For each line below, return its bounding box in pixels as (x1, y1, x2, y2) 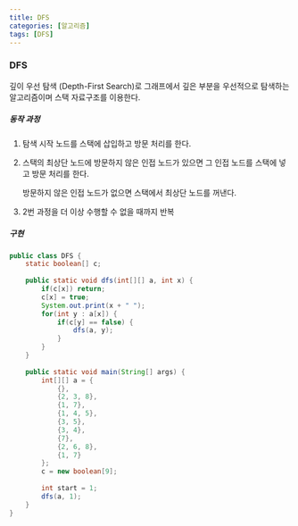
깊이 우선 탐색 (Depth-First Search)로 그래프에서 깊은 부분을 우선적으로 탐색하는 (9, 80, 290, 91)
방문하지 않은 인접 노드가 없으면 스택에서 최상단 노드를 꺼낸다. (21, 187, 237, 197)
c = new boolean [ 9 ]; (41, 467, 118, 476)
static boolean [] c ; (25, 260, 102, 269)
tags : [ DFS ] (9, 29, 54, 38)
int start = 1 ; (41, 484, 98, 493)
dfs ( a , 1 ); (41, 492, 82, 501)
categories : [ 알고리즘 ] (9, 21, 91, 30)
